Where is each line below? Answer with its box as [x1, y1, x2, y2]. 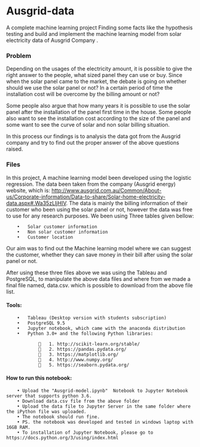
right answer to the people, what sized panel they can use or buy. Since [6, 72, 183, 79]
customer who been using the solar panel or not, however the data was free [6, 206, 193, 213]
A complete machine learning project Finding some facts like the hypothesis [6, 24, 193, 31]
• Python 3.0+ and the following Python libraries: [17, 330, 153, 336]
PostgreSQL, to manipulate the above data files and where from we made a [6, 275, 191, 282]
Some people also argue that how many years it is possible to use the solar [6, 102, 190, 109]
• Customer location [17, 234, 73, 240]
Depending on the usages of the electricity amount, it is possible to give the [6, 65, 192, 72]
